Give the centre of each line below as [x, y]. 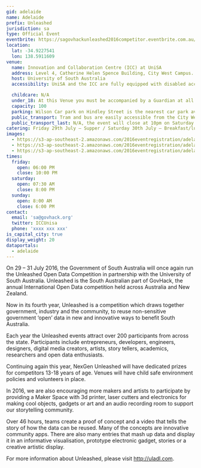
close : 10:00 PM [37, 173]
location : [19, 46]
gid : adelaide [24, 12]
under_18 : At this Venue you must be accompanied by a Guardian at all [103, 101]
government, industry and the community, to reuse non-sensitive [86, 312]
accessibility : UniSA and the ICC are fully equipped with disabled [99, 84]
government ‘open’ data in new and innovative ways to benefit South [91, 318]
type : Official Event [33, 34]
